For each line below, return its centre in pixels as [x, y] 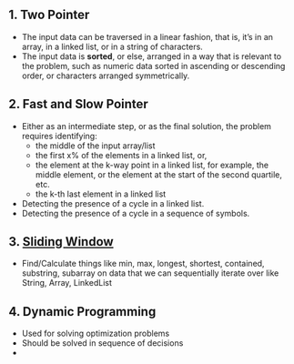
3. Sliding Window [61, 242]
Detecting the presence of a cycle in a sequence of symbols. [136, 213]
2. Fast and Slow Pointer [79, 104]
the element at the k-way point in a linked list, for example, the [152, 165]
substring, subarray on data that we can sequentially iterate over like [150, 273]
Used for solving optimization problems [96, 334]
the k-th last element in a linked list [101, 194]
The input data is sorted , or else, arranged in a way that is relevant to [152, 56]
